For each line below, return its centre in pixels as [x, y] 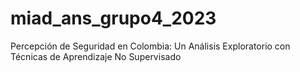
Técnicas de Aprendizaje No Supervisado [96, 56]
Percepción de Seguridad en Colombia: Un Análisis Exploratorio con [150, 46]
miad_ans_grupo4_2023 [113, 18]
